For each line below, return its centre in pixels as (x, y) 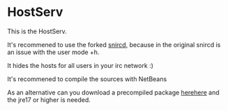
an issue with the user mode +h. (53, 52)
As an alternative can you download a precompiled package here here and (113, 92)
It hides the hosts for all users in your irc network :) (80, 65)
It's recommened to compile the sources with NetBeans (87, 79)
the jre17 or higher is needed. (49, 100)
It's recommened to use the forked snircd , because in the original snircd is (114, 44)
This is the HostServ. (37, 31)
